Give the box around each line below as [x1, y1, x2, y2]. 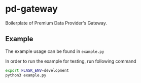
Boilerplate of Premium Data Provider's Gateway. [5, 20, 108, 26]
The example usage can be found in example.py [5, 48, 104, 54]
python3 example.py [5, 72, 47, 78]
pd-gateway [5, 3, 58, 15]
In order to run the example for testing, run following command [5, 58, 136, 64]
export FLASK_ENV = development [5, 68, 69, 73]
